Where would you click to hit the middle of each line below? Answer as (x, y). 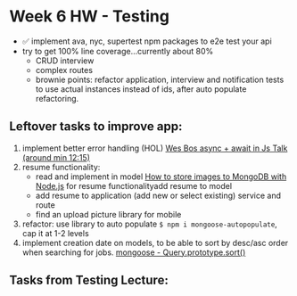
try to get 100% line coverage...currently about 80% (118, 51)
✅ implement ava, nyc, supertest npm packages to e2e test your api (147, 41)
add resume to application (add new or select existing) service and (158, 195)
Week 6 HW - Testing (89, 16)
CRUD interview (65, 61)
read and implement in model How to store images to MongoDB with (161, 177)
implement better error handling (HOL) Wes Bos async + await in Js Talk (155, 148)
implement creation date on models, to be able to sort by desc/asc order (155, 243)
